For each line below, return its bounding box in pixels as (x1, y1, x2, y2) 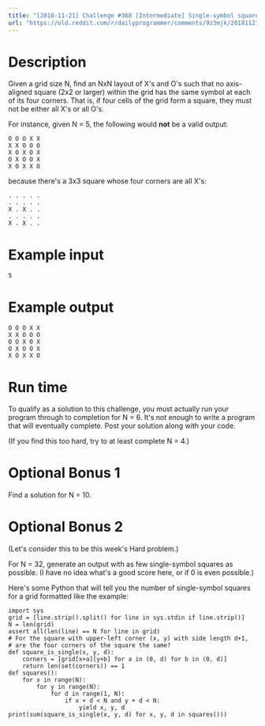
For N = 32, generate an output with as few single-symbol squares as (8, 559, 233, 569)
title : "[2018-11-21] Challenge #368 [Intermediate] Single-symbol (8, 11, 235, 20)
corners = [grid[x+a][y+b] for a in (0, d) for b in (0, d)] (22, 656, 227, 664)
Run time (8, 378, 68, 396)
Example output (8, 298, 114, 316)
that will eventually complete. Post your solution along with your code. (8, 421, 236, 431)
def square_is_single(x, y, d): (8, 648, 114, 656)
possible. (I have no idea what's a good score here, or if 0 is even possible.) (8, 568, 255, 577)
